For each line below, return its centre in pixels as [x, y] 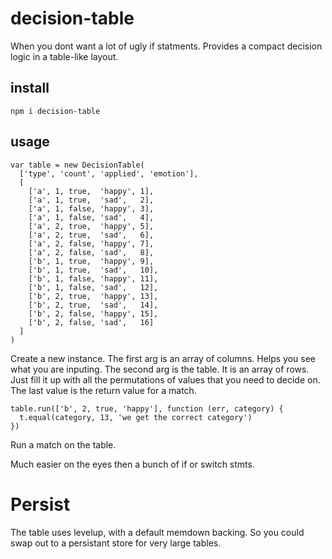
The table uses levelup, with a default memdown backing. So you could [157, 532]
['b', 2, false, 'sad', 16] [91, 322]
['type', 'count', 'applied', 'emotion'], [109, 173]
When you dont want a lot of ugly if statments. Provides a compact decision [166, 46]
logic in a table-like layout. [64, 56]
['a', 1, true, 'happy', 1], [91, 191]
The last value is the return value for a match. [103, 390]
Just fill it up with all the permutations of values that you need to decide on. [165, 379]
